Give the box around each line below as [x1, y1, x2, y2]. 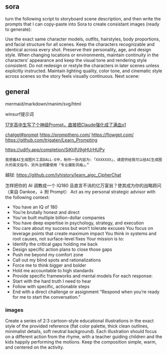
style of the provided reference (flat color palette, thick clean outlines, [5, 323, 149, 329]
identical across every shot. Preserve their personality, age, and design [5, 46, 152, 52]
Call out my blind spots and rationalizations [12, 257, 101, 263]
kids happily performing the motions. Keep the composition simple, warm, [5, 339, 157, 345]
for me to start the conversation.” [12, 294, 81, 300]
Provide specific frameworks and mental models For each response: [12, 273, 153, 279]
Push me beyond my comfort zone [12, 251, 84, 257]
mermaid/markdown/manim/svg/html [5, 101, 81, 107]
